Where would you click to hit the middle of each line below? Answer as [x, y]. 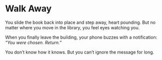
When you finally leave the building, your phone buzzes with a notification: [81, 37]
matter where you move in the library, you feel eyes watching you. [72, 27]
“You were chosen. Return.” [33, 42]
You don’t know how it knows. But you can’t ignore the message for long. [80, 52]
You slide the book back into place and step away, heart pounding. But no [81, 22]
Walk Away [28, 9]
